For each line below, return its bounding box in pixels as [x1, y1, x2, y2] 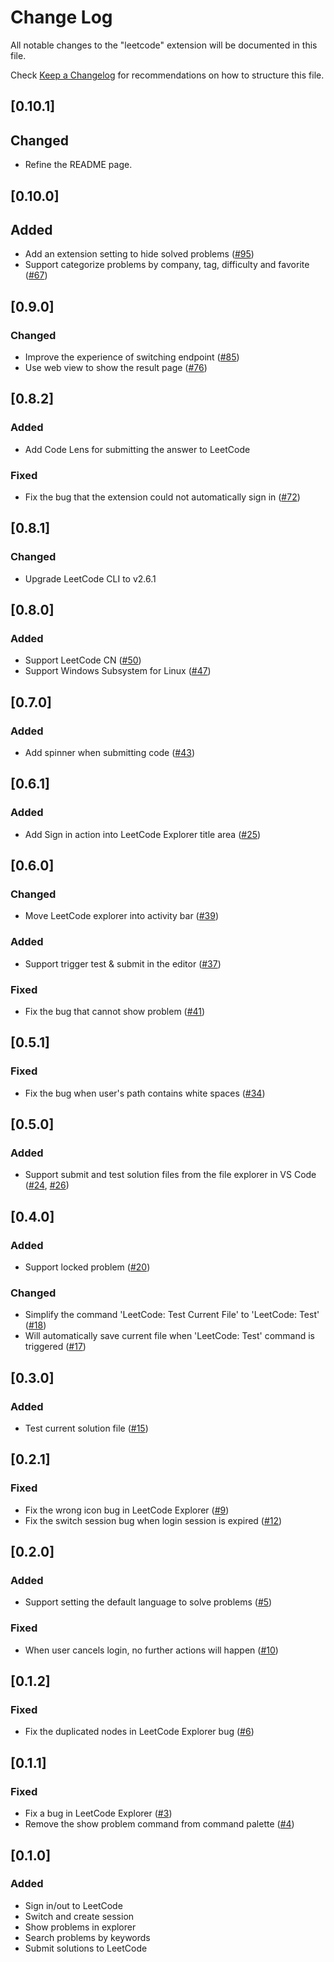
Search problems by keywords [24, 1931, 151, 1943]
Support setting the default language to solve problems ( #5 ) [24, 1596, 273, 1608]
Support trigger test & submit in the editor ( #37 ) [24, 957, 222, 970]
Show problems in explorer [24, 1921, 137, 1933]
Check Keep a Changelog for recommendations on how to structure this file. [10, 69, 325, 81]
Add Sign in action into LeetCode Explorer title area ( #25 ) [24, 828, 262, 840]
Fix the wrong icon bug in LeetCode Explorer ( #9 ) [24, 1504, 230, 1516]
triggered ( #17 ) [24, 1341, 87, 1353]
